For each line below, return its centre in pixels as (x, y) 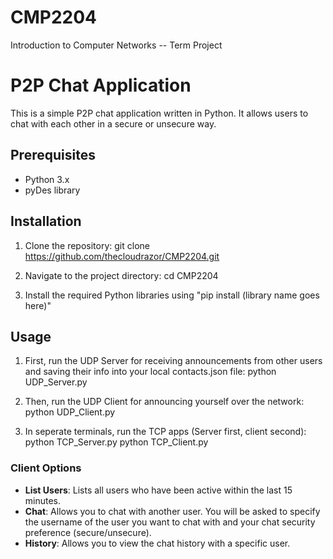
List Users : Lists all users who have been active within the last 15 (158, 490)
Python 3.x (47, 179)
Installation (46, 221)
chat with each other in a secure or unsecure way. (113, 123)
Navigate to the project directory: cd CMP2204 (121, 275)
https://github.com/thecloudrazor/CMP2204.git (122, 256)
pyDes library (52, 190)
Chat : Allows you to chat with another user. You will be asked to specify (172, 511)
